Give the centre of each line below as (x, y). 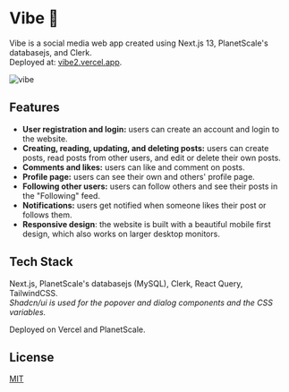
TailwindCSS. (34, 293)
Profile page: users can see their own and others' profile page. (138, 176)
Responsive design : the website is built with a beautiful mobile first (146, 224)
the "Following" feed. (61, 195)
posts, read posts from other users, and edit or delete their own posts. (152, 158)
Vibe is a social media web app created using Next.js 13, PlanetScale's (139, 43)
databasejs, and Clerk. (51, 52)
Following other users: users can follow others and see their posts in (150, 186)
